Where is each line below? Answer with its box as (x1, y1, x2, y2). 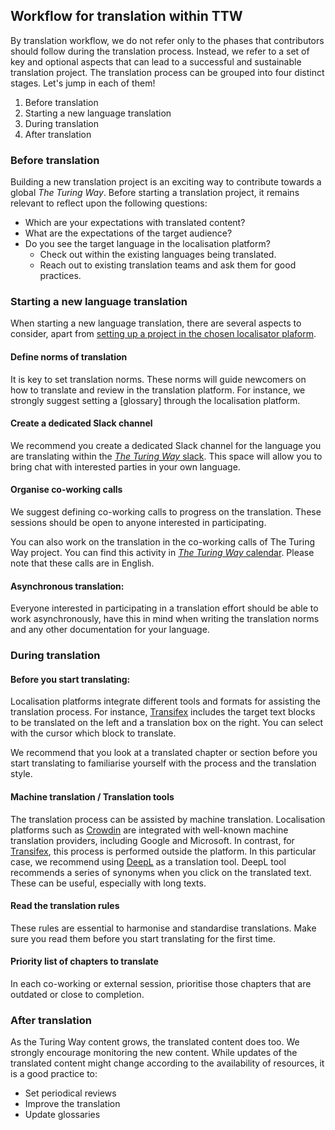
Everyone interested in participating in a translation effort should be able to (10, 602, 319, 614)
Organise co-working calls (10, 484, 123, 496)
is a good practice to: (10, 1068, 98, 1080)
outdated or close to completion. (10, 988, 145, 1000)
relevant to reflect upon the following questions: (10, 197, 208, 209)
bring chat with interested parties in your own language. (10, 460, 241, 473)
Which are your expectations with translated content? (24, 217, 246, 229)
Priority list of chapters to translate (10, 955, 159, 968)
